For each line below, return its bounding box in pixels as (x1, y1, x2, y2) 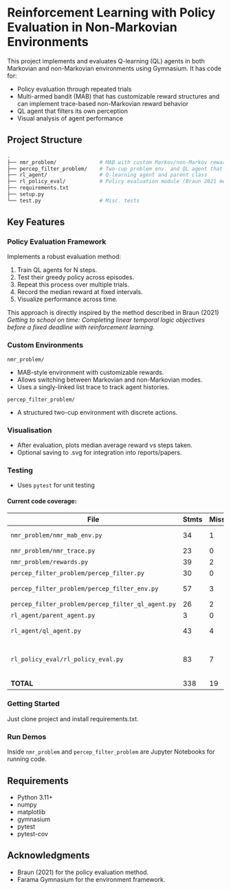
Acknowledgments (7, 849, 91, 862)
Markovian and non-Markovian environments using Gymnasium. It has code (7, 64, 222, 72)
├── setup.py (7, 191, 45, 198)
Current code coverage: (7, 497, 77, 505)
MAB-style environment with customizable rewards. (16, 368, 164, 376)
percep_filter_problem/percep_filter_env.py (10, 584, 159, 592)
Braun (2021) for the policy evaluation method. (16, 868, 149, 876)
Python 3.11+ (16, 793, 54, 801)
